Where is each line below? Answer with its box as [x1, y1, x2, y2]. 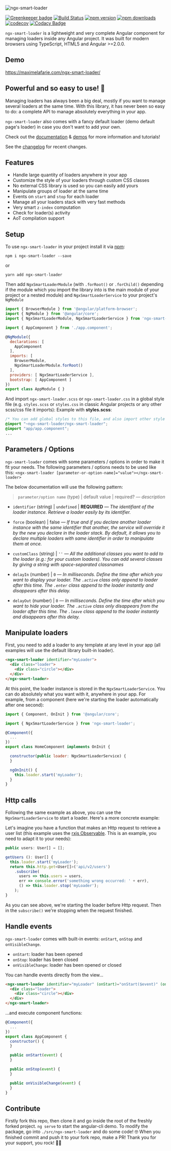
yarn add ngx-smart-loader [5, 272, 63, 278]
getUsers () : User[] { [5, 854, 53, 860]
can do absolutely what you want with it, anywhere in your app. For [5, 691, 146, 697]
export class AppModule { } [5, 387, 65, 392]
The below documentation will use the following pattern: [5, 484, 123, 490]
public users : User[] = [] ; [5, 846, 65, 851]
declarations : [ [10, 339, 44, 344]
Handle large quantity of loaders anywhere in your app [12, 172, 127, 178]
